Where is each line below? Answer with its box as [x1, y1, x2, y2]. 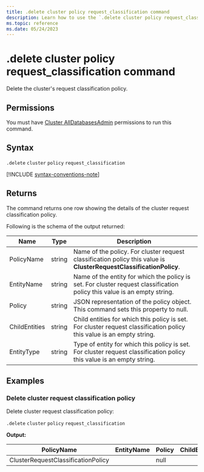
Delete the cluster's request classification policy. [6, 85, 128, 92]
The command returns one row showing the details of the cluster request [6, 204, 189, 211]
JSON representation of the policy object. [73, 297, 192, 306]
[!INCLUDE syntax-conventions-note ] [6, 171, 100, 178]
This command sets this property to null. [73, 305, 188, 313]
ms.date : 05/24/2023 [6, 26, 59, 32]
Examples [6, 376, 44, 386]
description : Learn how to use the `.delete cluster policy [6, 15, 162, 21]
